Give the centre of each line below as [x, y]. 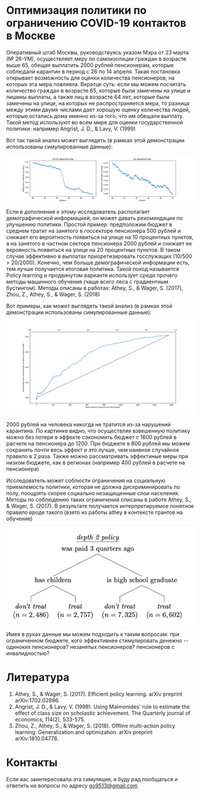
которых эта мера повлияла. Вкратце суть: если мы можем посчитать [96, 84]
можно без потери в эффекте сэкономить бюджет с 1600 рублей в [92, 437]
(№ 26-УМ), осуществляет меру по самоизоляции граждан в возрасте [96, 59]
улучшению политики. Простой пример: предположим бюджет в [89, 224]
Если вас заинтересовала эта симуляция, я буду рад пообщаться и [92, 779]
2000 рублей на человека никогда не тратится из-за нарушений [89, 424]
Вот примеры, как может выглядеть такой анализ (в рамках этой [90, 306]
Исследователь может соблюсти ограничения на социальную [86, 480]
